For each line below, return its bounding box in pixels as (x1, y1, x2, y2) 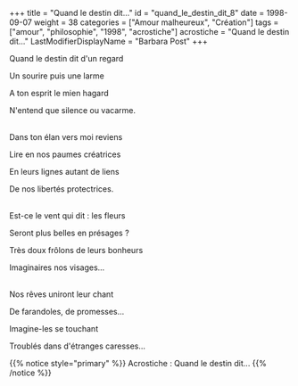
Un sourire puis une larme (9, 70, 105, 81)
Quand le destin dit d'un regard (9, 53, 124, 63)
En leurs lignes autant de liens (9, 167, 120, 177)
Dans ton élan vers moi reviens (9, 132, 123, 142)
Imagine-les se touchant (9, 324, 99, 333)
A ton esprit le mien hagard (9, 88, 109, 98)
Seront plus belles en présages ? (9, 227, 129, 238)
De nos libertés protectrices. (9, 184, 114, 194)
